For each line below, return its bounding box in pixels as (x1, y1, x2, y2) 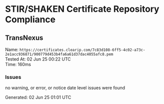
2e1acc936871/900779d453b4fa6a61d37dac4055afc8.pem (5, 52, 113, 57)
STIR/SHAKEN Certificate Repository (5, 3, 160, 15)
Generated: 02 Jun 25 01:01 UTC (5, 95, 71, 101)
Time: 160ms (5, 62, 31, 67)
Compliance (5, 14, 56, 25)
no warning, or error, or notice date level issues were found (5, 85, 126, 91)
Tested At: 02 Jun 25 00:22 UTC (5, 56, 71, 62)
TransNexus (5, 34, 43, 42)
